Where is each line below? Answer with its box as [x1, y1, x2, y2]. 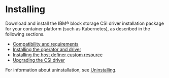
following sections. [5, 31, 45, 37]
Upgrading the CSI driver [12, 57, 65, 63]
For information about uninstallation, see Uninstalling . [5, 67, 117, 73]
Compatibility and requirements [12, 41, 79, 47]
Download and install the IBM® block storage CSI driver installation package [5, 20, 164, 26]
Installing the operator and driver [12, 46, 81, 52]
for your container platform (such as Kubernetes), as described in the [5, 25, 151, 31]
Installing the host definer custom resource [12, 52, 103, 58]
